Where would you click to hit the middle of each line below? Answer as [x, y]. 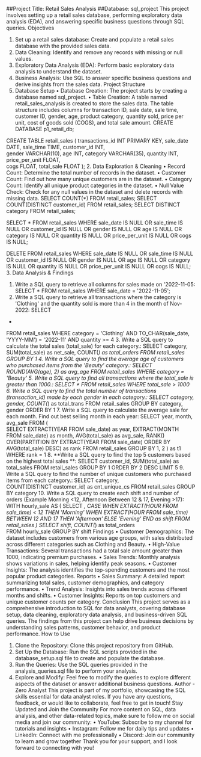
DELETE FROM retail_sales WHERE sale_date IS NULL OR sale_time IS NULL [100, 253]
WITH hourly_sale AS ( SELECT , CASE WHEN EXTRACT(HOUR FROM [92, 506]
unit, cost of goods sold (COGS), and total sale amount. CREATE [94, 122]
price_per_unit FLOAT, [34, 160]
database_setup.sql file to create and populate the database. [90, 658]
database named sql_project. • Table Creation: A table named [91, 97]
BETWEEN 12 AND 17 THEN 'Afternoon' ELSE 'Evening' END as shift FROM [98, 519]
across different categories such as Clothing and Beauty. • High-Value [93, 544]
